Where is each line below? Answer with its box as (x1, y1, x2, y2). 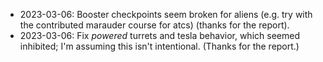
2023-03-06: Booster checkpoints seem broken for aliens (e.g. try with (19, 9, 313, 20)
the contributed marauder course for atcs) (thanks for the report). (19, 19, 290, 31)
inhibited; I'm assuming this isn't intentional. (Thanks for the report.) (19, 40, 300, 52)
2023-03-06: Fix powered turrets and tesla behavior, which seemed (19, 30, 300, 41)
